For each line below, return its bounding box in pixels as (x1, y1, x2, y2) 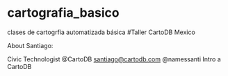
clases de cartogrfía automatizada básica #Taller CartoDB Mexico (7, 28, 196, 36)
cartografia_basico (7, 5, 120, 21)
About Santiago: (7, 41, 54, 50)
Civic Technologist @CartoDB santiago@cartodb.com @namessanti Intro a (7, 54, 221, 63)
